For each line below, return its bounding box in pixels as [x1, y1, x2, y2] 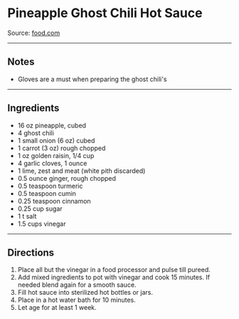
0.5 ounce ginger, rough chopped [17, 174, 116, 182]
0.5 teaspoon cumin [17, 189, 77, 197]
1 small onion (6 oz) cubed [17, 136, 95, 145]
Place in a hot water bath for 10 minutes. [17, 296, 137, 304]
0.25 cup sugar [17, 204, 63, 213]
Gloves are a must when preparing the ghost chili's [17, 75, 167, 83]
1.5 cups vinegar [17, 219, 66, 228]
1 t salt [17, 211, 37, 220]
